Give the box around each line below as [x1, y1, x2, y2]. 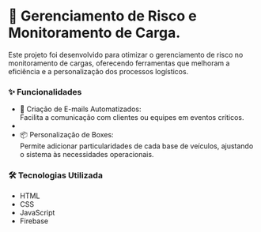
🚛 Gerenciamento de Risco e [8, 7, 197, 25]
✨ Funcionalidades [8, 86, 82, 97]
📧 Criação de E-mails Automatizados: [19, 104, 142, 114]
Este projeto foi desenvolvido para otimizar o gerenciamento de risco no [8, 50, 244, 59]
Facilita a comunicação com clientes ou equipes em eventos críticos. [19, 113, 244, 122]
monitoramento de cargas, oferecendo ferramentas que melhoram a [8, 58, 230, 68]
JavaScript [19, 208, 55, 217]
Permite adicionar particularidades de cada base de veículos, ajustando [19, 141, 254, 151]
